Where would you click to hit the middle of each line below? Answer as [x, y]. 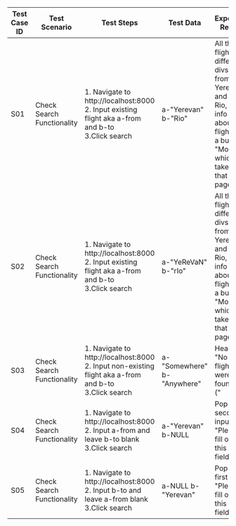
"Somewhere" [185, 366]
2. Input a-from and [117, 430]
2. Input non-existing [119, 366]
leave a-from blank [117, 499]
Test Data [185, 23]
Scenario [57, 27]
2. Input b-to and [113, 490]
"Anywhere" [181, 384]
